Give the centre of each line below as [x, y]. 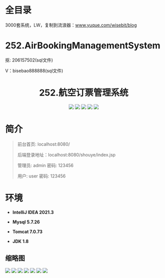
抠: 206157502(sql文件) [29, 60]
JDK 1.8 [20, 241]
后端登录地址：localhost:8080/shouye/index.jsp [66, 154]
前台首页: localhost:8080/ [44, 144]
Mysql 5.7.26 [26, 222]
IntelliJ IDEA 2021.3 [33, 212]
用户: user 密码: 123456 [41, 176]
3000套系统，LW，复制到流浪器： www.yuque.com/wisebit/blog [71, 25]
